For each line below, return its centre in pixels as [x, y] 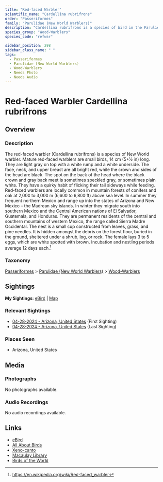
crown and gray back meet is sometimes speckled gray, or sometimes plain [81, 180]
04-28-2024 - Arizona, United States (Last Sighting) [64, 326]
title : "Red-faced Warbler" [33, 9]
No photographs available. [31, 389]
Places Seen [20, 339]
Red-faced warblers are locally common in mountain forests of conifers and [81, 190]
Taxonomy [18, 260]
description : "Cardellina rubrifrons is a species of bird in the [73, 28]
